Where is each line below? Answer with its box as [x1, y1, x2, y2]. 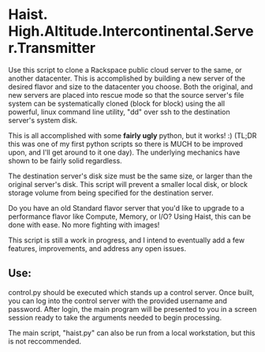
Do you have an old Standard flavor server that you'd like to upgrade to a [8, 203, 244, 212]
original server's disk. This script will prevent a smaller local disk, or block [8, 179, 248, 189]
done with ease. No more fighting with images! [8, 219, 160, 230]
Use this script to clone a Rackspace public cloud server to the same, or [8, 65, 242, 74]
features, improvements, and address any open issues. [8, 243, 187, 253]
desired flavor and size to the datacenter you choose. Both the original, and [8, 81, 254, 92]
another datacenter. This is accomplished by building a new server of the [8, 73, 246, 83]
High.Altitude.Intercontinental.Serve [8, 22, 254, 40]
